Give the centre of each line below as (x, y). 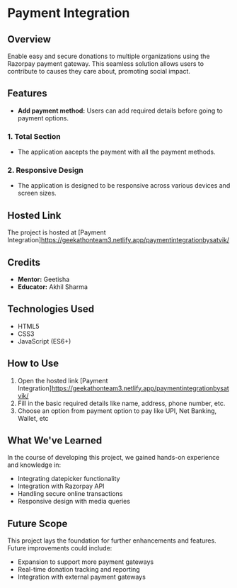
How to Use (33, 364)
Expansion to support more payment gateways (86, 562)
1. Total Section (34, 136)
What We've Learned (55, 441)
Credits (24, 262)
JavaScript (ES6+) (44, 341)
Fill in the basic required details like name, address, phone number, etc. (121, 403)
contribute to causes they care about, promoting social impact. (99, 71)
